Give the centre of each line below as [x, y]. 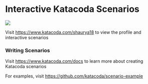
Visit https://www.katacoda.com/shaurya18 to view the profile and [73, 32]
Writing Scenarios [28, 50]
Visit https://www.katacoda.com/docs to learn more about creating [74, 61]
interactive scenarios [27, 37]
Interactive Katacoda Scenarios [72, 9]
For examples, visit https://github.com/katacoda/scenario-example [74, 76]
